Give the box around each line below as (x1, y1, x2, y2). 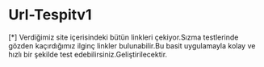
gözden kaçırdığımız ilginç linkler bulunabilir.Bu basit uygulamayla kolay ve (8, 40, 256, 50)
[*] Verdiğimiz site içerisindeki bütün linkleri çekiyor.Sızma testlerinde (8, 32, 239, 42)
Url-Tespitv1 (8, 6, 92, 24)
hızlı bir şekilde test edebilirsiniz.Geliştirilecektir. (8, 49, 168, 59)
